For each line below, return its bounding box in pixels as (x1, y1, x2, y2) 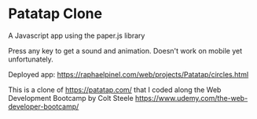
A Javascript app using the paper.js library (8, 31, 145, 40)
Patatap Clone (8, 5, 103, 23)
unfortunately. (8, 54, 53, 64)
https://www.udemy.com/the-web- (134, 93, 248, 102)
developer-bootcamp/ (8, 102, 79, 111)
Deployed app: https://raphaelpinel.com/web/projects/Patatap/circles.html (8, 69, 249, 79)
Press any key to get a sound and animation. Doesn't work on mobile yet (8, 46, 243, 55)
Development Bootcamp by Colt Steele (8, 93, 134, 102)
